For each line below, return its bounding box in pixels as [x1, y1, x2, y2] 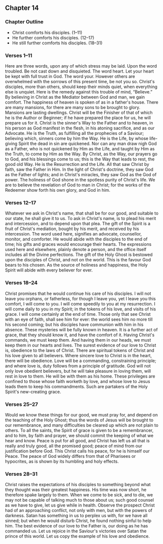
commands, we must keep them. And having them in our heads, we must [5, 337, 151, 343]
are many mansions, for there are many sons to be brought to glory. [5, 104, 141, 110]
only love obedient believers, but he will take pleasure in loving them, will [5, 368, 151, 374]
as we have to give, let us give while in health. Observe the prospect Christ [5, 502, 155, 508]
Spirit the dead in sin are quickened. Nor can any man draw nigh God [18, 141, 157, 146]
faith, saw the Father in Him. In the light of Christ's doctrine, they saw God [5, 166, 154, 172]
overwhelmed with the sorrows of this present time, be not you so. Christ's [5, 78, 155, 84]
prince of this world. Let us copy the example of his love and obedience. [5, 533, 150, 539]
